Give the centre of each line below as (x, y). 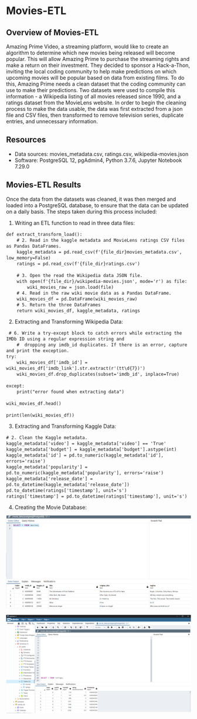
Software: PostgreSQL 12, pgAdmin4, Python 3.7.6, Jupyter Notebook (98, 160)
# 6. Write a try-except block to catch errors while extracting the (95, 333)
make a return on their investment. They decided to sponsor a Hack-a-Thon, (98, 65)
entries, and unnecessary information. (52, 121)
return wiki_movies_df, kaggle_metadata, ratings (79, 310)
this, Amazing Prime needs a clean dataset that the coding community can (96, 84)
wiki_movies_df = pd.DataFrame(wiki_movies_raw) (77, 299)
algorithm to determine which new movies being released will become (91, 53)
